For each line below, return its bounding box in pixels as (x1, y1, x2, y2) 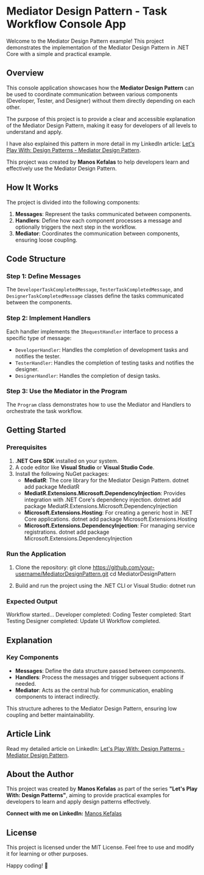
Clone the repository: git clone (15, 563, 91, 571)
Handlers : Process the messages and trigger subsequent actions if (15, 674, 184, 681)
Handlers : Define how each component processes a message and (15, 217, 182, 224)
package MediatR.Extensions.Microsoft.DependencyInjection (24, 502, 178, 509)
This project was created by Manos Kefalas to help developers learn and (6, 158, 190, 166)
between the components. (6, 299, 72, 306)
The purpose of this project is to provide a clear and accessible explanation (6, 115, 196, 122)
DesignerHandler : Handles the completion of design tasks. (15, 372, 161, 379)
